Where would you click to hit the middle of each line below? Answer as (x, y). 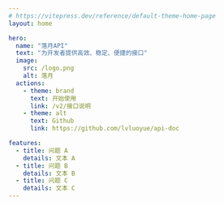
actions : (30, 83)
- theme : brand (49, 91)
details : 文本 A (49, 158)
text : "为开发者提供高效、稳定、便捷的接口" (82, 53)
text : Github (52, 121)
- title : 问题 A (42, 151)
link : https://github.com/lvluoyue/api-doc (105, 129)
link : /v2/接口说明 (60, 106)
